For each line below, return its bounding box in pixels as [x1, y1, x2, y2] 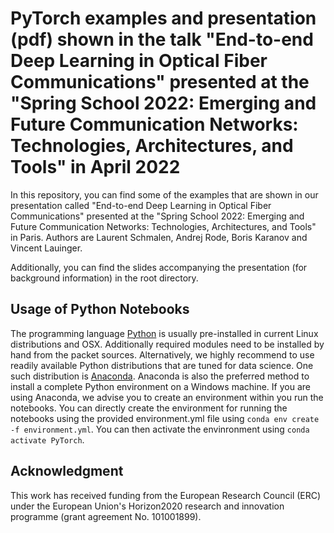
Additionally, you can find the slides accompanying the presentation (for [10, 261, 308, 273]
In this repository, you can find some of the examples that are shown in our [10, 188, 319, 201]
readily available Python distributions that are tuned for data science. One [10, 359, 314, 371]
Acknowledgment [10, 463, 124, 480]
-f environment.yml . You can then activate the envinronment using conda [10, 423, 310, 435]
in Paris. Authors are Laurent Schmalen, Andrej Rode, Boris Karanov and [10, 231, 308, 243]
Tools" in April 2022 [10, 156, 181, 179]
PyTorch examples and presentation [10, 7, 317, 30]
